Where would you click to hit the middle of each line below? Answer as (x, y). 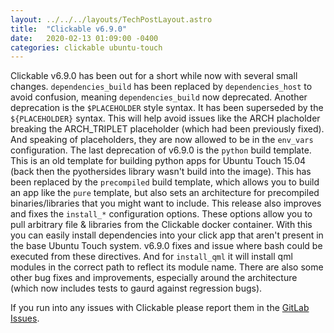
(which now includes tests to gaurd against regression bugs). (136, 288)
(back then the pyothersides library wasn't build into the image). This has (161, 172)
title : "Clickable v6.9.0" (69, 29)
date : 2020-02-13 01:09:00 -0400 (84, 38)
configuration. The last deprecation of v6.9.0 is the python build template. (161, 150)
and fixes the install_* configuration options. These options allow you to (161, 214)
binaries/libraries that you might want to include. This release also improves (166, 203)
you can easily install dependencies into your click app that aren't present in (167, 235)
